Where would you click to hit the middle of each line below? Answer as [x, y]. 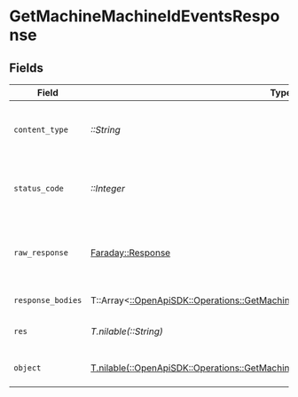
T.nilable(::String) [127, 331]
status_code [39, 188]
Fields [27, 68]
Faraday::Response [130, 253]
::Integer [108, 188]
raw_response [41, 253]
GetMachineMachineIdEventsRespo [145, 16]
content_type [41, 130]
